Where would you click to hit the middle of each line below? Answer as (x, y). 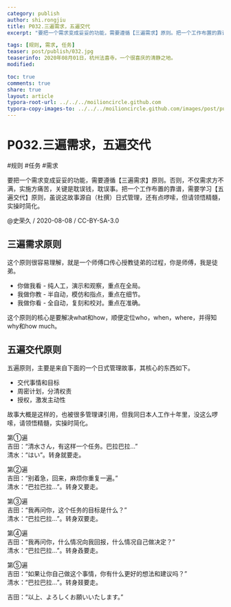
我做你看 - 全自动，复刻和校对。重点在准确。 (80, 302)
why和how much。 (34, 326)
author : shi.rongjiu (37, 20)
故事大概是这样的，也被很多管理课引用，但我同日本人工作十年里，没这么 (109, 414)
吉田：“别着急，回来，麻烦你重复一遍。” (63, 478)
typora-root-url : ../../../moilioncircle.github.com (84, 103)
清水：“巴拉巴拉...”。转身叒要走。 (54, 550)
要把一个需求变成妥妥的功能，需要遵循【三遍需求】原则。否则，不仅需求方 (112, 180)
